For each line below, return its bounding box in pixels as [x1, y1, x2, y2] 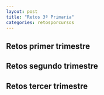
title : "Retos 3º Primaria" [6, 14, 75, 20]
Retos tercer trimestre [6, 81, 88, 91]
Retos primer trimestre [6, 41, 91, 51]
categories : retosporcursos [6, 19, 75, 25]
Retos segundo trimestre [6, 61, 98, 71]
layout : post [6, 8, 38, 15]
